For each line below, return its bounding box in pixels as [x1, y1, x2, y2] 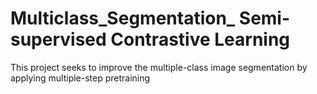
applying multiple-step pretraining [10, 72, 151, 84]
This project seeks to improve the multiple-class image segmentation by [10, 61, 308, 73]
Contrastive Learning [110, 28, 291, 51]
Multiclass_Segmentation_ [10, 7, 236, 30]
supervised [10, 28, 107, 51]
